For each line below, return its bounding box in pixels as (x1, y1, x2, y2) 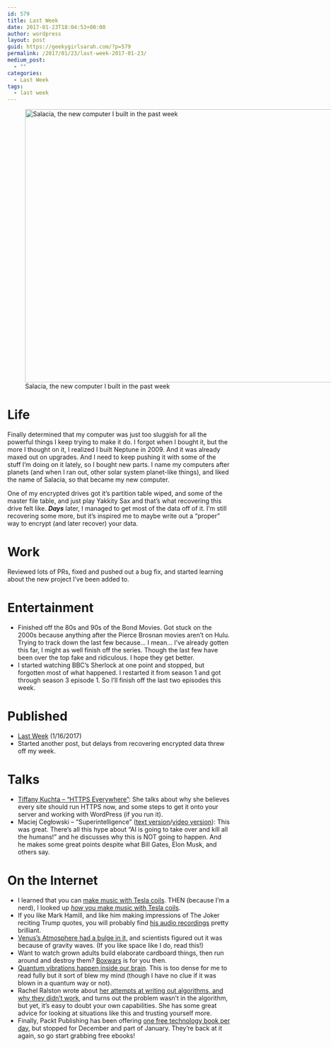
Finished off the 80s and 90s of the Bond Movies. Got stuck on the (17, 623, 212, 631)
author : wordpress (7, 30, 62, 38)
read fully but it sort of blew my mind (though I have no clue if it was (17, 971, 217, 980)
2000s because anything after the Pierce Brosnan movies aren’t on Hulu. (17, 630, 230, 639)
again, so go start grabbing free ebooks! (17, 1031, 136, 1040)
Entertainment (7, 600, 94, 616)
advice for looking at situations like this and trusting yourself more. (17, 1009, 212, 1017)
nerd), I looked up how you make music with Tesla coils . (17, 903, 181, 912)
